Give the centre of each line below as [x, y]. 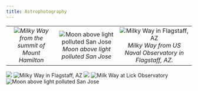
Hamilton [31, 60]
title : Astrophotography [37, 11]
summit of [31, 45]
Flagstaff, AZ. [154, 60]
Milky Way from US [154, 45]
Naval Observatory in [154, 52]
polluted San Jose [87, 56]
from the [31, 38]
